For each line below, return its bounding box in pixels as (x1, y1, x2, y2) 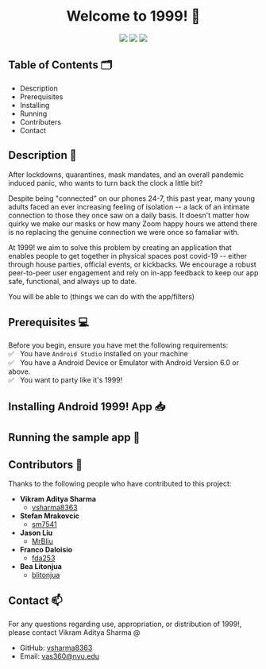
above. (8, 367, 31, 376)
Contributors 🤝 (8, 458, 83, 471)
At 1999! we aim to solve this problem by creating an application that (8, 242, 232, 252)
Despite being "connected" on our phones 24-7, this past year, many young (8, 194, 256, 203)
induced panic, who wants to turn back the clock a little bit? (8, 178, 203, 187)
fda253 (31, 553, 56, 563)
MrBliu (31, 536, 53, 546)
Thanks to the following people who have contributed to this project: (8, 479, 232, 488)
